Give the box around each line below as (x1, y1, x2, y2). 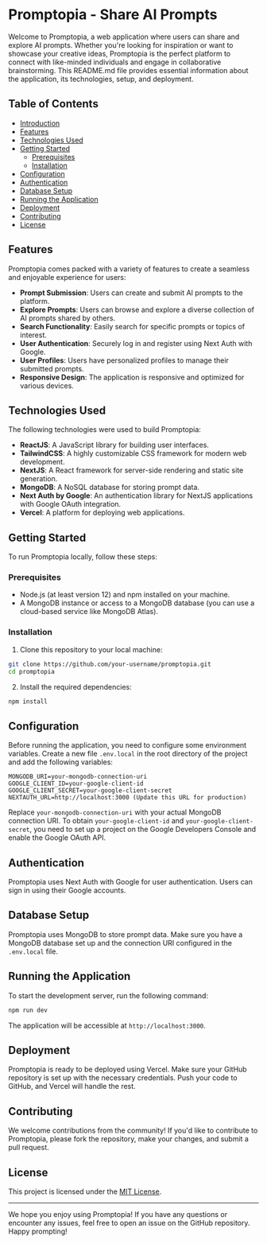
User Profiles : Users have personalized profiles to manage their (19, 356, 229, 365)
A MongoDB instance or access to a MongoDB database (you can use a (19, 598, 255, 608)
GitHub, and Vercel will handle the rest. (8, 1082, 137, 1091)
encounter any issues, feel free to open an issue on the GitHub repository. (8, 1218, 250, 1227)
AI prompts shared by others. (19, 313, 116, 323)
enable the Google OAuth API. (8, 833, 106, 842)
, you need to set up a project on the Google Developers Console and (29, 825, 257, 834)
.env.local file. (8, 947, 58, 956)
